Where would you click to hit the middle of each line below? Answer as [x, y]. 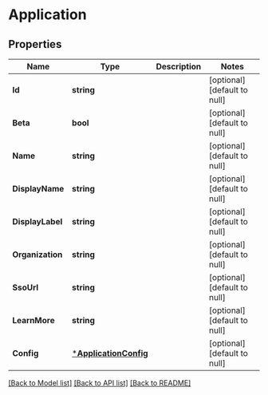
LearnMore [33, 320]
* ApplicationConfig [110, 353]
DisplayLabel [37, 221]
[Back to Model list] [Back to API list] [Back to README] [100, 383]
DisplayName [38, 189]
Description [179, 67]
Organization [37, 255]
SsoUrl [26, 287]
